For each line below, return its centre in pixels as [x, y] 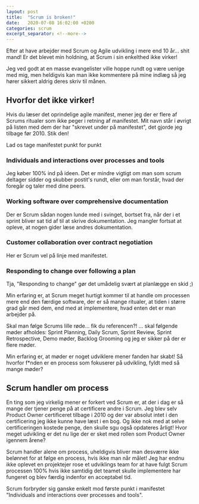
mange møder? [25, 369]
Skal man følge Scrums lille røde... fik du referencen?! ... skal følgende [92, 326]
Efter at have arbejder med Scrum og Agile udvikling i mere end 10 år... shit [98, 51]
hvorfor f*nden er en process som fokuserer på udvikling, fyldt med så [93, 363]
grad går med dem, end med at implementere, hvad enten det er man [91, 308]
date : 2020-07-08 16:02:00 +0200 [50, 23]
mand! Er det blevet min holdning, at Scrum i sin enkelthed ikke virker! [92, 57]
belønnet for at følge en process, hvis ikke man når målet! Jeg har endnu [95, 458]
